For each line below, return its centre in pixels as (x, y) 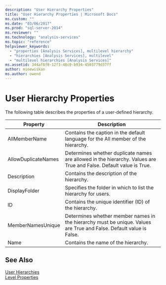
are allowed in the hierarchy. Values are (111, 159)
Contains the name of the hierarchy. (106, 243)
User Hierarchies (22, 272)
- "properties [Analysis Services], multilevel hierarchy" (72, 51)
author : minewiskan (25, 70)
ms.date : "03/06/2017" (28, 23)
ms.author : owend (23, 74)
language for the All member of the (105, 139)
